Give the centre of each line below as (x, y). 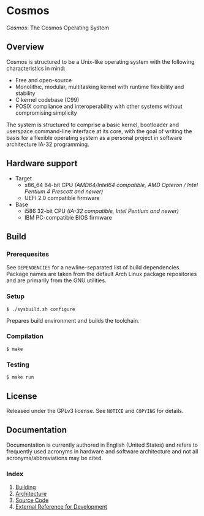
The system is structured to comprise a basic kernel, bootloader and (93, 125)
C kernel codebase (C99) (47, 99)
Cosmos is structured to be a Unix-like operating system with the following (100, 61)
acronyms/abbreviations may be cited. (55, 458)
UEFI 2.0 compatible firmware (62, 198)
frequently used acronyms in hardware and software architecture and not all (102, 451)
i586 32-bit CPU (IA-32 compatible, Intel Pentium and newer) (102, 211)
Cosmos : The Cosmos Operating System (58, 28)
